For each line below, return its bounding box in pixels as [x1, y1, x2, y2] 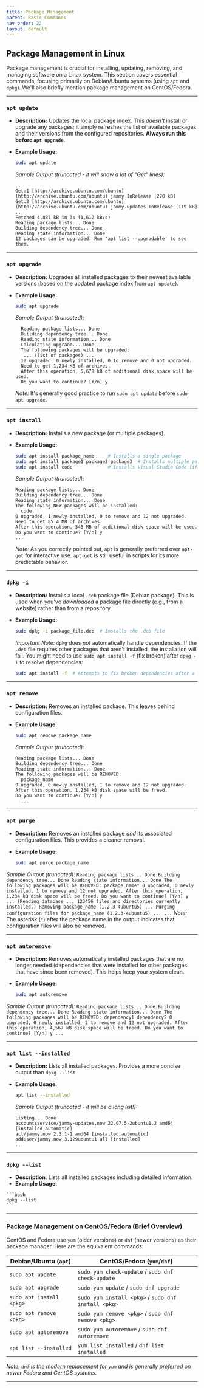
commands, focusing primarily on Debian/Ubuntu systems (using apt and [6, 77, 189, 85]
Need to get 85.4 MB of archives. [15, 519, 103, 525]
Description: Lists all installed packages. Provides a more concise [15, 1062, 181, 1070]
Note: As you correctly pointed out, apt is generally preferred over [15, 545, 181, 553]
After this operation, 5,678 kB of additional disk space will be [21, 368, 192, 374]
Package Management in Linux [6, 48, 126, 58]
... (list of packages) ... [23, 352, 95, 359]
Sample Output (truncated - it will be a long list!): [15, 1104, 138, 1111]
